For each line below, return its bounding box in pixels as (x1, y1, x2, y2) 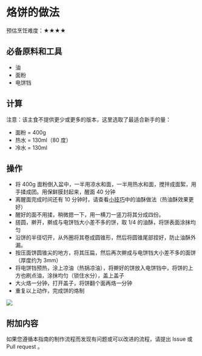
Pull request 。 (6, 343, 44, 351)
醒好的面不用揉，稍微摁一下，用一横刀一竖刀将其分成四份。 (15, 211, 164, 218)
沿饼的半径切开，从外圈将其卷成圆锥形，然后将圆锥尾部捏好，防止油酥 (15, 234, 191, 241)
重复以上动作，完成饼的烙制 (15, 287, 85, 295)
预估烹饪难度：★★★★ (6, 27, 66, 34)
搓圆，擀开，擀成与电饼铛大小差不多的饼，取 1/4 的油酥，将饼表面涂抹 (15, 218, 191, 226)
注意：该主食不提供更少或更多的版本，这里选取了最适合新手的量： (6, 116, 171, 123)
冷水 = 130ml (15, 144, 47, 151)
